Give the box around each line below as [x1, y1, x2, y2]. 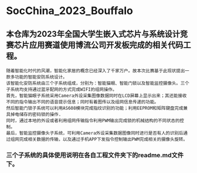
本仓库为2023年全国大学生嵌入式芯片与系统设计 [6, 29, 181, 39]
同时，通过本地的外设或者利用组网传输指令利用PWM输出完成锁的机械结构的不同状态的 [6, 118, 180, 124]
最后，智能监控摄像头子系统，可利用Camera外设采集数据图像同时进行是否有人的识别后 [6, 130, 184, 136]
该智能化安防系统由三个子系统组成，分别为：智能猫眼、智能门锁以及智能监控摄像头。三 [6, 80, 185, 86]
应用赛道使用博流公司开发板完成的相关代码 [29, 40, 184, 50]
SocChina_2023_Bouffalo [6, 4, 133, 18]
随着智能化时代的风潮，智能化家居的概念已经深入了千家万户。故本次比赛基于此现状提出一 [6, 68, 189, 74]
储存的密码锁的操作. [19, 111, 62, 117]
